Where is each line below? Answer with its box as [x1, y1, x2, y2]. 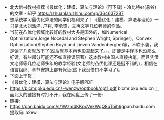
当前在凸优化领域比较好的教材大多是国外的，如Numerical [9, 29, 128, 35]
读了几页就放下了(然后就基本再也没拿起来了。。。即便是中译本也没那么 [14, 48, 156, 54]
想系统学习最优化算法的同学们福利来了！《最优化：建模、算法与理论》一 [9, 17, 159, 22]
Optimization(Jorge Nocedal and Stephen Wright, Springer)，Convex [9, 35, 152, 41]
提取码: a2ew [9, 109, 37, 115]
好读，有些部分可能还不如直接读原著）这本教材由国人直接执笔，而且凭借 [9, 54, 159, 60]
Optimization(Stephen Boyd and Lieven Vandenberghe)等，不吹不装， [9, 42, 154, 47]
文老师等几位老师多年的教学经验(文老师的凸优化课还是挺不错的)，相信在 [9, 60, 158, 66]
